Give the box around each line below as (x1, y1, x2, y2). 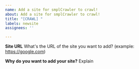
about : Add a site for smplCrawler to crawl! (5, 12, 100, 17)
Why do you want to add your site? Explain (5, 58, 94, 64)
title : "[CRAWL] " (5, 16, 43, 21)
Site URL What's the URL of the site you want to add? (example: (5, 43, 135, 49)
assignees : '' (5, 26, 35, 31)
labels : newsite (5, 21, 38, 26)
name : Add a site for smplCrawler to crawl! (5, 7, 98, 12)
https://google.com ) (5, 49, 46, 55)
